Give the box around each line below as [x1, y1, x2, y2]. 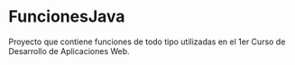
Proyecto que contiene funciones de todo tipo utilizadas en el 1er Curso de [8, 36, 286, 47]
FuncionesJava [8, 6, 125, 27]
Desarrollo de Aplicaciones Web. [8, 45, 130, 56]
